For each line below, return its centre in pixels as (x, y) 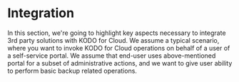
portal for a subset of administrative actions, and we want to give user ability (120, 63)
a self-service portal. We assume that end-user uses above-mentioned (112, 56)
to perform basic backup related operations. (72, 71)
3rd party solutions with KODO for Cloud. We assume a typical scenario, (113, 40)
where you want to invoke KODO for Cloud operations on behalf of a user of (119, 48)
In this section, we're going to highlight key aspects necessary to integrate (117, 33)
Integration (41, 13)
